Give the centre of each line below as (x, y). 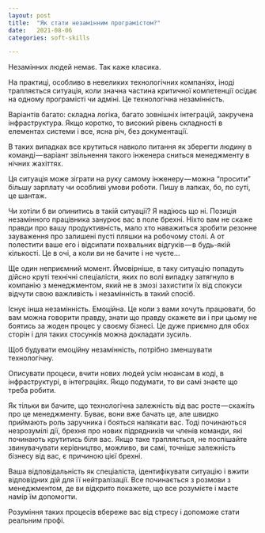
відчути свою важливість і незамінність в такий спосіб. (102, 294)
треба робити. (32, 390)
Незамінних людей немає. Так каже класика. (85, 67)
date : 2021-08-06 (40, 30)
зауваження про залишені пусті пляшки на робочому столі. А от (117, 236)
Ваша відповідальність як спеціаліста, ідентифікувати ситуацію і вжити (129, 471)
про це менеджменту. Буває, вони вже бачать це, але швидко (114, 414)
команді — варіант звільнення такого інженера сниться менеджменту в (129, 155)
